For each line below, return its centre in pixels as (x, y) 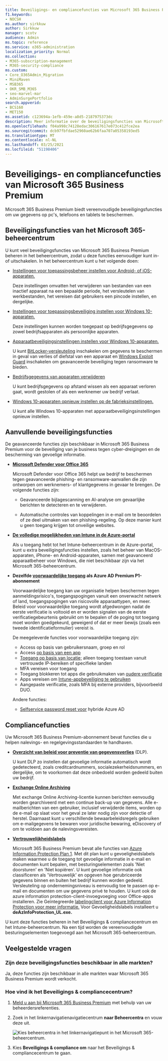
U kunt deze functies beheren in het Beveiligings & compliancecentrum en (81, 922)
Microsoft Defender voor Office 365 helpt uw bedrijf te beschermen (82, 474)
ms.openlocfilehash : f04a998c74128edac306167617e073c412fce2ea (72, 126)
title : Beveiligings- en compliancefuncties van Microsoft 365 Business (82, 10)
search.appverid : (23, 103)
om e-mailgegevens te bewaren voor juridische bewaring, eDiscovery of (87, 824)
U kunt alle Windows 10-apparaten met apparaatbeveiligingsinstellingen (86, 411)
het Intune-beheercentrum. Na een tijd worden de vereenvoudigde (74, 927)
